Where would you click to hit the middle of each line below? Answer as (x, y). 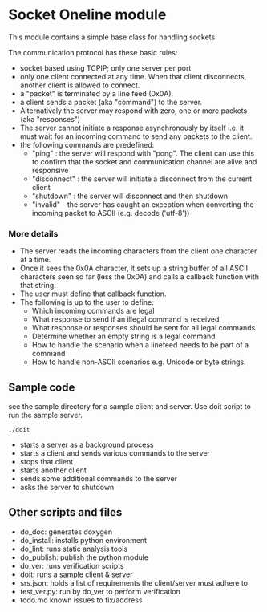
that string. (38, 286)
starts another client (53, 470)
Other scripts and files (65, 512)
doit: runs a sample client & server (76, 574)
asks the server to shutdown (67, 488)
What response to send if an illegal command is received (125, 319)
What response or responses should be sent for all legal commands (144, 328)
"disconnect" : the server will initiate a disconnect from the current (142, 179)
